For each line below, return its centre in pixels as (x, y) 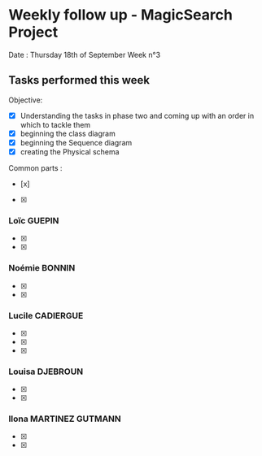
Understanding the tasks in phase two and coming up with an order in (137, 115)
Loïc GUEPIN (34, 220)
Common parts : (35, 168)
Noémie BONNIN (42, 268)
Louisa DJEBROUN (46, 371)
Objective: (26, 100)
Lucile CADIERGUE (46, 315)
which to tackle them (55, 124)
